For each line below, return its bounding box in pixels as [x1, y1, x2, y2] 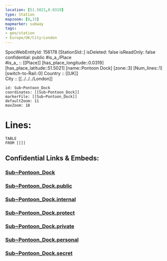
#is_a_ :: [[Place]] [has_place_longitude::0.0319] [5, 60, 104, 66]
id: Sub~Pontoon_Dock [5, 85, 51, 90]
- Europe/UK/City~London [5, 36, 57, 41]
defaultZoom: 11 [5, 98, 39, 103]
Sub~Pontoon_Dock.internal [5, 196, 76, 203]
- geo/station [5, 31, 35, 36]
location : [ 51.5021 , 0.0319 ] [5, 7, 64, 13]
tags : [5, 26, 17, 31]
